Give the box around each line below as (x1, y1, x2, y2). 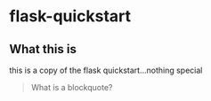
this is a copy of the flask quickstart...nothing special (9, 65, 203, 75)
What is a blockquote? (30, 82, 113, 92)
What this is (9, 42, 77, 57)
